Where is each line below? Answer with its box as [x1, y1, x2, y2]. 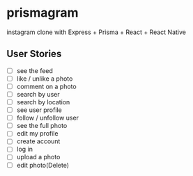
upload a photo [16, 153, 61, 161]
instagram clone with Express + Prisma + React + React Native [6, 28, 186, 36]
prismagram [6, 5, 79, 21]
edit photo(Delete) [16, 161, 69, 169]
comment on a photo [16, 82, 77, 90]
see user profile [16, 106, 62, 114]
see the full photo [16, 122, 68, 130]
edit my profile [16, 129, 59, 138]
